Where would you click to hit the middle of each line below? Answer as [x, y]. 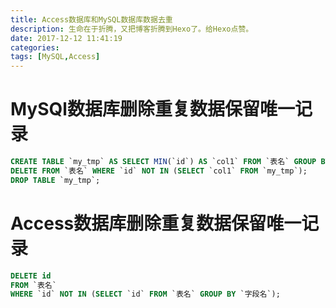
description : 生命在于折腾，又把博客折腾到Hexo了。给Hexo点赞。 [132, 29]
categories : [35, 47]
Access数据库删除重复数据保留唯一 [156, 223]
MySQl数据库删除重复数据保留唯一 [152, 109]
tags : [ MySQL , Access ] [55, 57]
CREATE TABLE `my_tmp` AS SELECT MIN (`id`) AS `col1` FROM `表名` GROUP [163, 162]
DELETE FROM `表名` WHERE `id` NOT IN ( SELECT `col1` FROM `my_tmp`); [159, 171]
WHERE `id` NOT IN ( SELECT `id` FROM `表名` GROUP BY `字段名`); [145, 294]
